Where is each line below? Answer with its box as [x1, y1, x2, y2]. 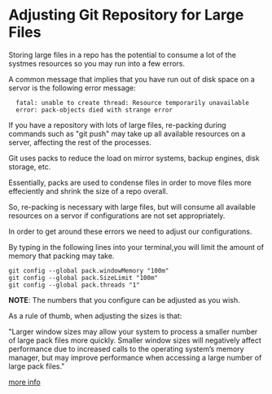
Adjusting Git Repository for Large [8, 6, 244, 24]
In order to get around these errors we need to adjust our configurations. [8, 226, 252, 236]
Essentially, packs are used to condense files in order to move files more [8, 177, 252, 187]
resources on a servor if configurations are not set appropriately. [8, 210, 226, 221]
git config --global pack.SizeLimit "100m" [8, 274, 159, 282]
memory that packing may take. [8, 251, 115, 260]
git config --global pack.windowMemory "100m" [8, 266, 169, 274]
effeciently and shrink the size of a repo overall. [8, 186, 169, 196]
